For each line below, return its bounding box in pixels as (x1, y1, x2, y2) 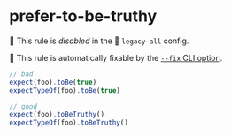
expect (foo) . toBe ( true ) (9, 78, 97, 87)
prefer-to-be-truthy (9, 6, 158, 26)
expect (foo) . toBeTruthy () (9, 110, 104, 119)
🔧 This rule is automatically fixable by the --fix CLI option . (9, 52, 223, 63)
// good (9, 102, 38, 111)
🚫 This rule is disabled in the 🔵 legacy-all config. (9, 35, 189, 46)
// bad (9, 69, 34, 79)
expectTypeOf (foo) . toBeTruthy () (9, 118, 128, 127)
